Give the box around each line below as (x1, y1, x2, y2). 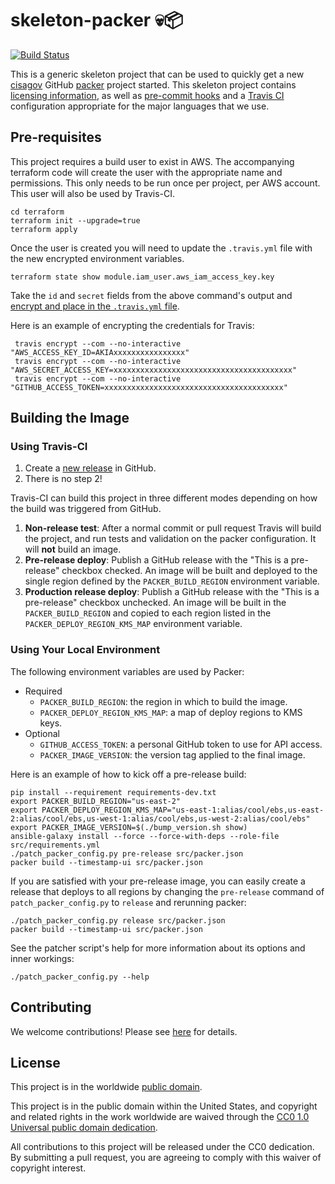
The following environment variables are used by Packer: (10, 665, 245, 677)
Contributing (10, 999, 92, 1016)
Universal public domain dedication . (10, 1122, 158, 1134)
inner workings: (10, 952, 75, 964)
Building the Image (10, 410, 130, 427)
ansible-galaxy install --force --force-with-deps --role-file (10, 831, 280, 841)
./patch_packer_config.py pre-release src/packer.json (10, 848, 244, 859)
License (10, 1054, 61, 1071)
